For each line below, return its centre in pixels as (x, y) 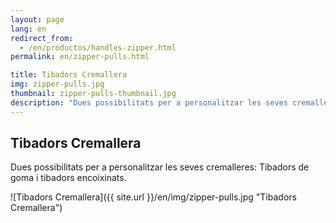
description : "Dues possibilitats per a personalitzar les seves (149, 102)
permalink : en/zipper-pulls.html (80, 57)
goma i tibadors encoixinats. (68, 178)
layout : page (37, 19)
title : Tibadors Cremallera (69, 75)
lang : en (28, 29)
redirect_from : (42, 38)
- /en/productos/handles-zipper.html (98, 47)
